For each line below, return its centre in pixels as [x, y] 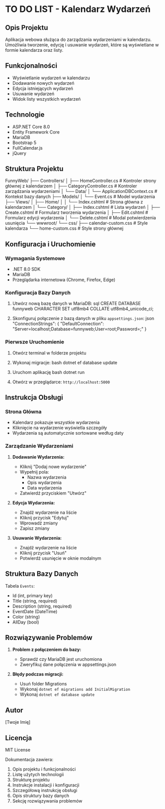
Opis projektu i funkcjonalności [44, 769]
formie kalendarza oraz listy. [34, 50]
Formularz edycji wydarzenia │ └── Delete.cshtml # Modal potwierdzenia [81, 218]
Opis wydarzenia [44, 483]
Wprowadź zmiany [39, 523]
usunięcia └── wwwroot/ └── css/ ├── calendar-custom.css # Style [77, 223]
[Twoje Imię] [18, 722]
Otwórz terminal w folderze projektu [49, 353]
